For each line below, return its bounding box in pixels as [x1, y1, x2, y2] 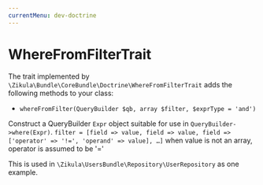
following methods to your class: [8, 88, 114, 98]
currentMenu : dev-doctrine [8, 11, 97, 20]
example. [8, 167, 38, 177]
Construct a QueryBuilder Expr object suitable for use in [8, 119, 189, 128]
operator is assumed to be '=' [8, 143, 104, 154]
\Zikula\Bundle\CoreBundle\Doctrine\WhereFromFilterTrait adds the [8, 80, 233, 89]
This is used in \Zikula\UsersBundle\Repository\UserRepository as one [8, 159, 239, 168]
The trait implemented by [8, 72, 90, 81]
